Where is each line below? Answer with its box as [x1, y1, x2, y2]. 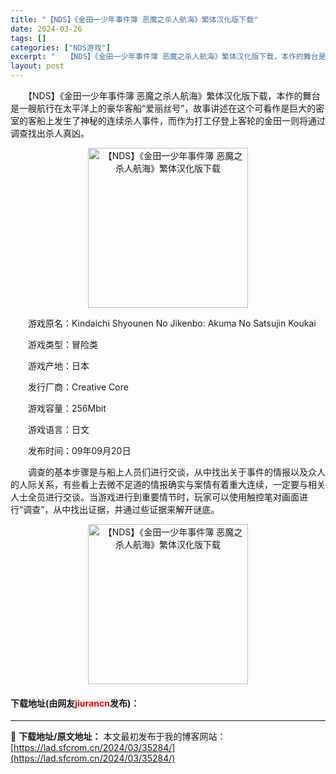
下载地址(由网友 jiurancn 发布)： [10, 697, 140, 709]
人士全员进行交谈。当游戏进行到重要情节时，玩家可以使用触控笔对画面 [10, 491, 300, 503]
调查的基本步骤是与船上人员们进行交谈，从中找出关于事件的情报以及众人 [27, 466, 326, 478]
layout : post [10, 61, 65, 71]
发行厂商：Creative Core [27, 381, 129, 393]
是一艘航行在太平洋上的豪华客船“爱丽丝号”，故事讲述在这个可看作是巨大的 [10, 102, 317, 114]
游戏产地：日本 [27, 360, 90, 371]
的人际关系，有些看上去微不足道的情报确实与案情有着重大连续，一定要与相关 [10, 479, 326, 490]
